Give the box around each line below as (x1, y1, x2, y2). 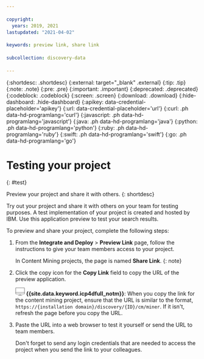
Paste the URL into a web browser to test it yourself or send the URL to (15, 321, 193, 329)
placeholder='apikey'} (6, 104, 62, 112)
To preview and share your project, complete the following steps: (6, 227, 169, 234)
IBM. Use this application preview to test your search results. (6, 215, 159, 222)
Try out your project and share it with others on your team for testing (6, 202, 178, 210)
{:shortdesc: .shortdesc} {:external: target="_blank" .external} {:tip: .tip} (6, 79, 186, 86)
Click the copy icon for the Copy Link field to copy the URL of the (15, 269, 180, 276)
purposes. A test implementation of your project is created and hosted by (6, 208, 190, 216)
